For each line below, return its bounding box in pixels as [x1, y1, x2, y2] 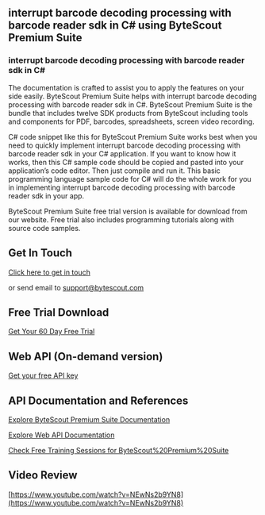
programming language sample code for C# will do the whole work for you [8, 174, 252, 183]
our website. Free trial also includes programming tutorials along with [8, 214, 234, 225]
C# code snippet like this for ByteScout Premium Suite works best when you [8, 132, 258, 141]
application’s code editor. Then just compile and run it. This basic [8, 166, 221, 175]
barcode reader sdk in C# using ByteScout [8, 19, 222, 33]
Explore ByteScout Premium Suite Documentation [8, 414, 171, 424]
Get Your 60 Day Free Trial [8, 327, 95, 336]
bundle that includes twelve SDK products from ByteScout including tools [8, 108, 248, 117]
